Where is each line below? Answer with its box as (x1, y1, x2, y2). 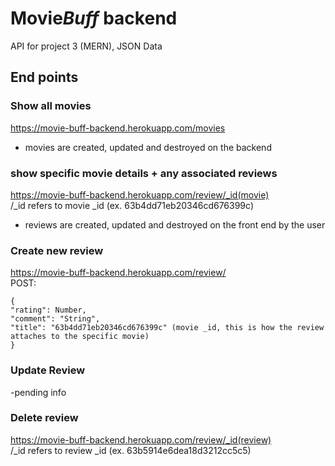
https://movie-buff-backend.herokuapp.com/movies (10, 122, 226, 134)
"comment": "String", (10, 314, 101, 324)
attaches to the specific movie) (10, 332, 150, 342)
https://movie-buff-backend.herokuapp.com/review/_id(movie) (10, 188, 270, 201)
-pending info (10, 386, 67, 398)
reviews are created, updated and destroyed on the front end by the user (24, 218, 326, 231)
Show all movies (10, 99, 92, 113)
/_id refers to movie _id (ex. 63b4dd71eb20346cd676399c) (10, 199, 254, 211)
